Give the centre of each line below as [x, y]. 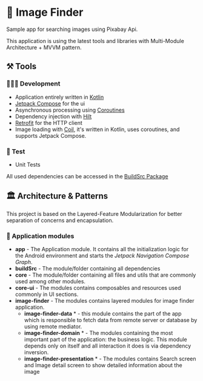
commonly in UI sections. [47, 294]
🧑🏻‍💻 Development [33, 84]
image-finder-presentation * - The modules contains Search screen [110, 359]
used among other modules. [50, 282]
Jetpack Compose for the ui [50, 103]
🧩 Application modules [40, 236]
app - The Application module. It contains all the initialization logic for [102, 249]
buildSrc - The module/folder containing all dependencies [88, 269]
